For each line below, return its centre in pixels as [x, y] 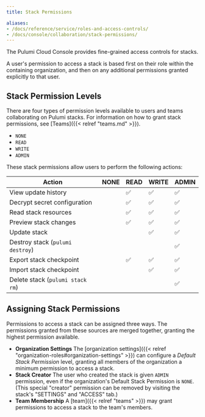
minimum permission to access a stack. [65, 368]
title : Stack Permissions [39, 12]
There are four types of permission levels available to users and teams [95, 111]
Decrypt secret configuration [51, 203]
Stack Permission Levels [54, 96]
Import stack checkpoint [44, 270]
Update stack [28, 232]
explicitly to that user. [33, 77]
